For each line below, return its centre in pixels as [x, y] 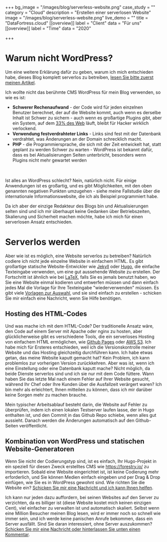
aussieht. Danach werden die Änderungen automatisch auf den [70, 420]
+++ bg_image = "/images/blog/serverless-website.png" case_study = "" [80, 7]
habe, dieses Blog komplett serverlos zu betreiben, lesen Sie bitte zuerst [80, 77]
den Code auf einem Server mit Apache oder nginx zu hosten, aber [74, 331]
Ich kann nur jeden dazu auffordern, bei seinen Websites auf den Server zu [82, 497]
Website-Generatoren [40, 449]
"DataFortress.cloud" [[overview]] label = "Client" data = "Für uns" [73, 23]
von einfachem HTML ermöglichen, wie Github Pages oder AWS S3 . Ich [78, 342]
